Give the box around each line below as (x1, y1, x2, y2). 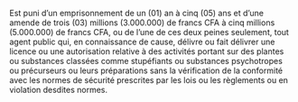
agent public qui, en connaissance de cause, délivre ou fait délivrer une (9, 36, 275, 47)
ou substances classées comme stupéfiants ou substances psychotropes (9, 56, 283, 66)
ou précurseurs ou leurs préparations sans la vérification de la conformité (9, 65, 284, 76)
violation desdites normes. (9, 85, 108, 95)
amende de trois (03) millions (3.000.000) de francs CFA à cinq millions (9, 17, 275, 28)
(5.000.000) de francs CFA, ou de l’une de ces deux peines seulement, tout (9, 27, 289, 37)
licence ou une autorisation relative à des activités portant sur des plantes (9, 46, 284, 57)
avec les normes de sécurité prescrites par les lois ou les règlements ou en (9, 75, 289, 85)
